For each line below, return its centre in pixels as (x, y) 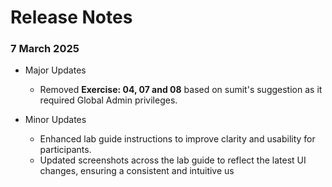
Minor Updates (55, 120)
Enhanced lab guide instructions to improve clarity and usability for (177, 139)
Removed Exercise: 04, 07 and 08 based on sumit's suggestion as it (181, 90)
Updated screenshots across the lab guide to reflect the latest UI (173, 160)
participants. (65, 150)
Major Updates (55, 70)
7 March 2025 (45, 49)
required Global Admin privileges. (108, 100)
